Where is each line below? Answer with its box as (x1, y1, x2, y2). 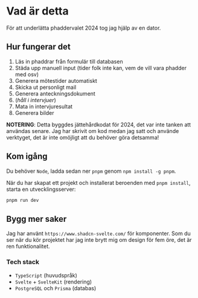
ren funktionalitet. (6, 243, 50, 250)
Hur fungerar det (6, 42, 71, 52)
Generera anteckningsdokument (14, 89, 95, 97)
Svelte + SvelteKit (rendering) (14, 278, 92, 285)
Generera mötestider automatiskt (14, 77, 98, 84)
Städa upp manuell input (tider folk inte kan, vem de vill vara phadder (14, 64, 187, 71)
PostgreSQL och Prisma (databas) (14, 284, 97, 291)
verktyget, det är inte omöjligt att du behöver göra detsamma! (6, 134, 159, 141)
